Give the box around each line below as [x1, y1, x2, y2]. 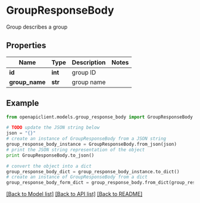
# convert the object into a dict [6, 163, 92, 169]
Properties [6, 40, 46, 51]
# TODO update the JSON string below [6, 124, 100, 131]
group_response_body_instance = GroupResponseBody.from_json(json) [6, 141, 177, 148]
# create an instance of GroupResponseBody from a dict [6, 174, 148, 180]
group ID [71, 68, 96, 76]
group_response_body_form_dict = [6, 180, 89, 186]
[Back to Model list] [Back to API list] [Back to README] [6, 190, 143, 198]
